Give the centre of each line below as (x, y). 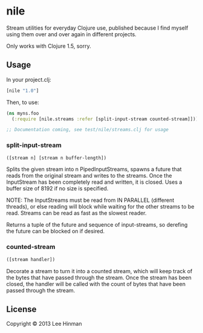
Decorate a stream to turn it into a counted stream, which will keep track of (99, 271)
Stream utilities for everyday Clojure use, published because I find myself (97, 28)
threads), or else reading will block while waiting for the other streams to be (100, 207)
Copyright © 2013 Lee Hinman (44, 324)
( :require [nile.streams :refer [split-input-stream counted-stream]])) (105, 119)
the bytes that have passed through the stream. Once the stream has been (99, 277)
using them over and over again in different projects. (72, 34)
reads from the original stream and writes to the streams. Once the (89, 176)
